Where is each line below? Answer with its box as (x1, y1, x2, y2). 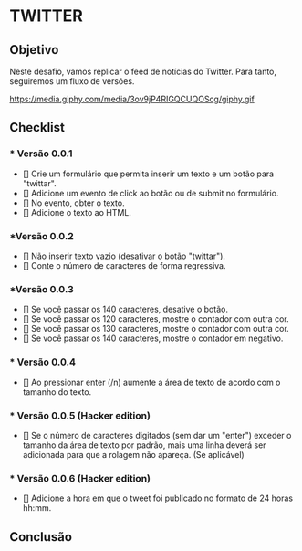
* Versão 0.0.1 (9, 147, 73, 160)
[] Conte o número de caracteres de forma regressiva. (22, 260, 226, 270)
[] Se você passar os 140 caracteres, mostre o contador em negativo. (22, 333, 284, 344)
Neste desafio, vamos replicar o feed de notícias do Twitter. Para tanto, (9, 66, 276, 77)
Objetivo (9, 42, 59, 58)
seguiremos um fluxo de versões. (9, 76, 135, 87)
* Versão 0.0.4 (9, 355, 76, 368)
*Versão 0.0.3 (9, 282, 75, 295)
